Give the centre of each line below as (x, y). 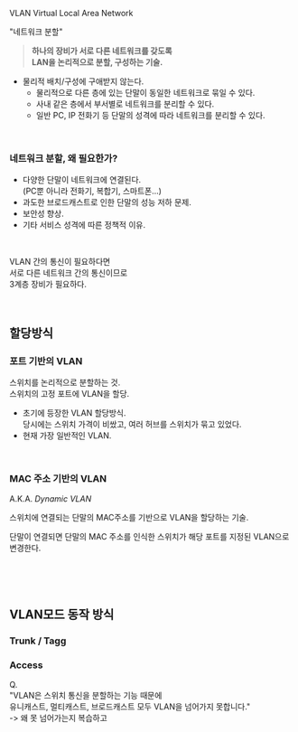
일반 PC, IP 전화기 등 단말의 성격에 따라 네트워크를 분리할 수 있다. (150, 115)
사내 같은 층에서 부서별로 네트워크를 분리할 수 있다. (125, 104)
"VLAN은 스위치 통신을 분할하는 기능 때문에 (86, 695)
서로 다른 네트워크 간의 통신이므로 (69, 273)
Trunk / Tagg (38, 641)
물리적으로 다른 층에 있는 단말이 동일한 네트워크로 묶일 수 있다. (145, 93)
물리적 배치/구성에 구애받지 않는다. (83, 81)
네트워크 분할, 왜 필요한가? (64, 158)
